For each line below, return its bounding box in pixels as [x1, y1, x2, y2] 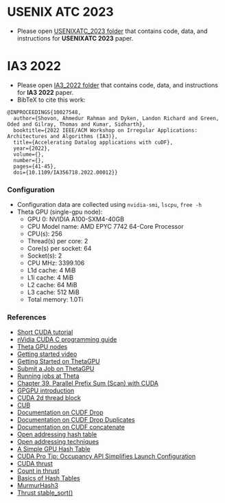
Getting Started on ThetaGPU [16, 357, 101, 366]
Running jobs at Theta [16, 372, 80, 380]
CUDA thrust [16, 460, 54, 468]
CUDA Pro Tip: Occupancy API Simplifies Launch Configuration [16, 452, 196, 460]
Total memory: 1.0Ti [27, 295, 84, 304]
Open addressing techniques [16, 438, 99, 446]
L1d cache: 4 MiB [27, 266, 76, 275]
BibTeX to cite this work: [16, 96, 86, 104]
